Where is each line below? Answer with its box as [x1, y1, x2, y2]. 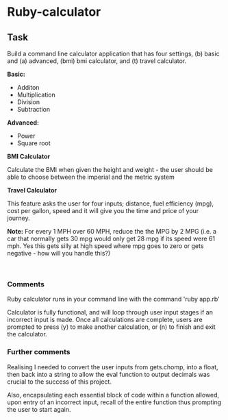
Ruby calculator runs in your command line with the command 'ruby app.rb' [7, 295, 220, 304]
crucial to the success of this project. [7, 378, 112, 386]
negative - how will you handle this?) [7, 249, 111, 257]
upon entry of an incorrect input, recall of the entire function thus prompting [7, 398, 222, 406]
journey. [7, 214, 30, 222]
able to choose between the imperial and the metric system [7, 173, 175, 181]
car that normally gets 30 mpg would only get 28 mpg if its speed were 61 [7, 234, 216, 243]
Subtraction [16, 106, 50, 113]
